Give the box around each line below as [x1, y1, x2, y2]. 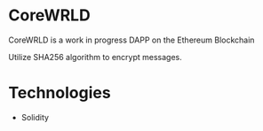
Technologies [8, 83, 112, 103]
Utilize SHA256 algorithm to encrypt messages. [8, 51, 183, 62]
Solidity [20, 112, 50, 122]
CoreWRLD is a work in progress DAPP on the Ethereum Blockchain [8, 35, 255, 45]
